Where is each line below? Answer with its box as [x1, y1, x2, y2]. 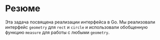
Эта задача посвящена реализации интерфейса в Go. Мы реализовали [5, 19, 155, 25]
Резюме [5, 3, 41, 14]
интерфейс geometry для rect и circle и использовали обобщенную [5, 24, 148, 30]
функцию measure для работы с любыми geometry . [5, 29, 110, 35]
